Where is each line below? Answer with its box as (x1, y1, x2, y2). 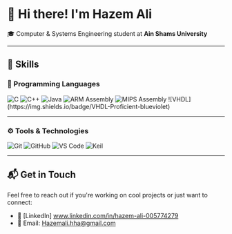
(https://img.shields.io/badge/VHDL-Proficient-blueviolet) (7, 102, 171, 110)
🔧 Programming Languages (7, 79, 100, 89)
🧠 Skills (7, 59, 39, 70)
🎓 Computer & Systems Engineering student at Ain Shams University (7, 29, 208, 37)
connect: (7, 198, 32, 206)
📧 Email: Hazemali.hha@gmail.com (17, 219, 116, 227)
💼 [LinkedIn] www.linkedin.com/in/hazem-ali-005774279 (17, 211, 179, 220)
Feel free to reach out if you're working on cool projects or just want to (7, 191, 209, 199)
